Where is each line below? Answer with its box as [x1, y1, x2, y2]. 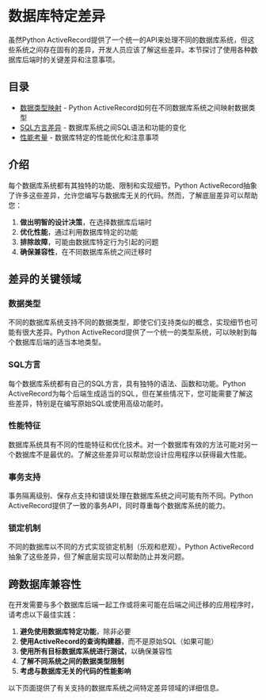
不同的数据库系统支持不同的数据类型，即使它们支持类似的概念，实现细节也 [8, 318, 251, 327]
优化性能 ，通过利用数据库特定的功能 [19, 227, 139, 236]
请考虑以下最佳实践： [8, 610, 78, 619]
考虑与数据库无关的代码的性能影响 [19, 667, 131, 676]
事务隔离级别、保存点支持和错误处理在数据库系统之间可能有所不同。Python [8, 491, 253, 500]
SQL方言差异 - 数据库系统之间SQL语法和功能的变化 [19, 122, 187, 132]
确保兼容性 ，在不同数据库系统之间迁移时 [19, 247, 152, 256]
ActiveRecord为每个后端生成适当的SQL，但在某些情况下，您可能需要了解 [8, 388, 246, 398]
